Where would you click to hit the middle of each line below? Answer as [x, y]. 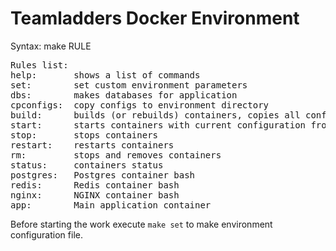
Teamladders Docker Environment [155, 18]
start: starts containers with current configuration [158, 125]
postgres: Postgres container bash [103, 175]
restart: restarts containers [92, 145]
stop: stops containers [84, 135]
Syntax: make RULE [51, 46]
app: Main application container [111, 205]
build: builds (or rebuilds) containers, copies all [155, 115]
